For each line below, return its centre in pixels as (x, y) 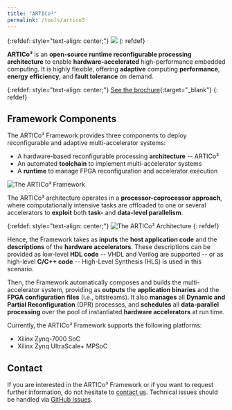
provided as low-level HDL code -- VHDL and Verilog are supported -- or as (115, 255)
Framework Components (62, 119)
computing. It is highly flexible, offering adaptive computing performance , (114, 69)
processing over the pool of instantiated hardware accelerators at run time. (116, 312)
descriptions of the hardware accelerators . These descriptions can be (109, 247)
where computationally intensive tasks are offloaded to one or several (107, 205)
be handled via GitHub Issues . (50, 400)
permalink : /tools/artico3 (46, 20)
